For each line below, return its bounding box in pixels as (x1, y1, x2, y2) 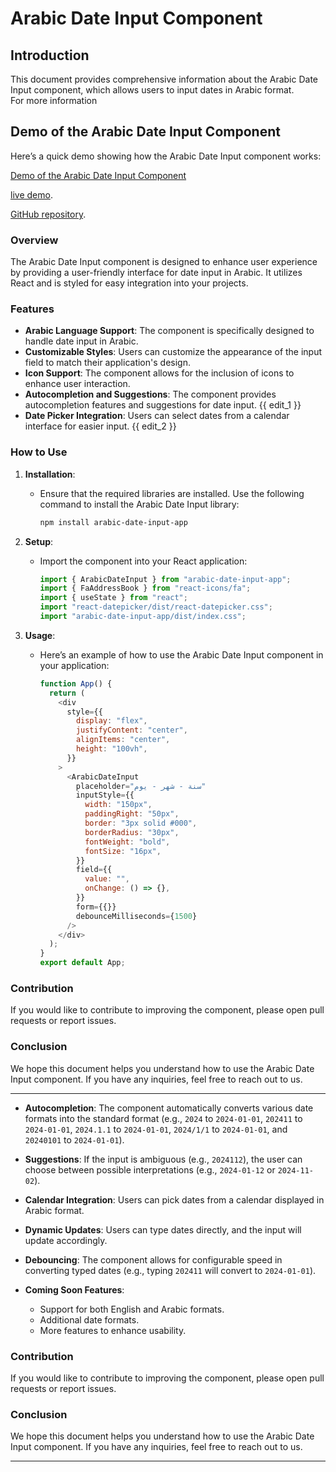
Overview (10, 233, 59, 247)
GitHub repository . (10, 208, 87, 220)
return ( (48, 688, 86, 698)
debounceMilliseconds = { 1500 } (75, 911, 198, 921)
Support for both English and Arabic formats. (39, 1303, 225, 1315)
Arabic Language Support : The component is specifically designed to (24, 325, 315, 337)
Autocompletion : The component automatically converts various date (24, 1102, 314, 1114)
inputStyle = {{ (75, 790, 135, 801)
